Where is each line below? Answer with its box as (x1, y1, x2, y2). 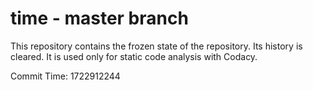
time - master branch (10, 7, 189, 30)
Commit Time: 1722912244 (10, 70, 121, 82)
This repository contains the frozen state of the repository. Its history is (10, 40, 303, 52)
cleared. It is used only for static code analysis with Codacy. (10, 50, 258, 62)
